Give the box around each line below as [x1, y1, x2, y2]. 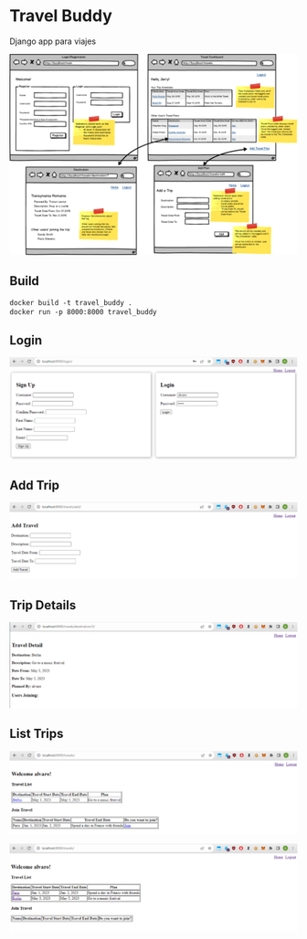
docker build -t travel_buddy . [9, 299, 132, 308]
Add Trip [9, 478, 60, 493]
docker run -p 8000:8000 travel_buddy [9, 308, 157, 317]
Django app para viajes [9, 36, 97, 47]
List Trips [9, 726, 64, 742]
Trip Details [9, 597, 77, 613]
